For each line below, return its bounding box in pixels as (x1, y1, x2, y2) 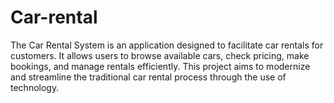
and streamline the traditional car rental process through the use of (10, 71, 287, 83)
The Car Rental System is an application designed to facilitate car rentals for (10, 39, 324, 51)
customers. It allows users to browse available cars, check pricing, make (10, 49, 310, 61)
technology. (10, 81, 60, 93)
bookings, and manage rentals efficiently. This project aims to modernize (10, 60, 311, 72)
